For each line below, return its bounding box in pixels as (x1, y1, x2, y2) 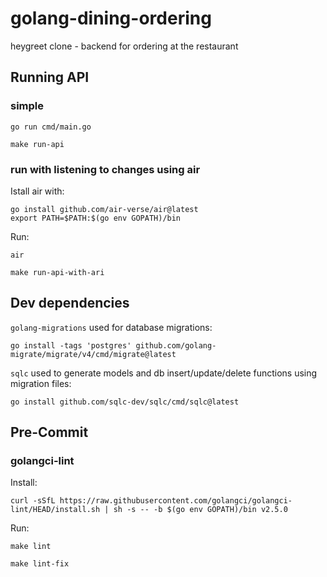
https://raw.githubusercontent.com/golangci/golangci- (59, 496, 293, 506)
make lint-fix (10, 559, 70, 569)
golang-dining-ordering (10, 7, 212, 30)
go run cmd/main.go (10, 122, 92, 132)
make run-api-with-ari (10, 267, 105, 277)
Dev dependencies (10, 295, 130, 312)
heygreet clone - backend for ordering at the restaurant (10, 40, 239, 52)
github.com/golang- (135, 340, 217, 351)
